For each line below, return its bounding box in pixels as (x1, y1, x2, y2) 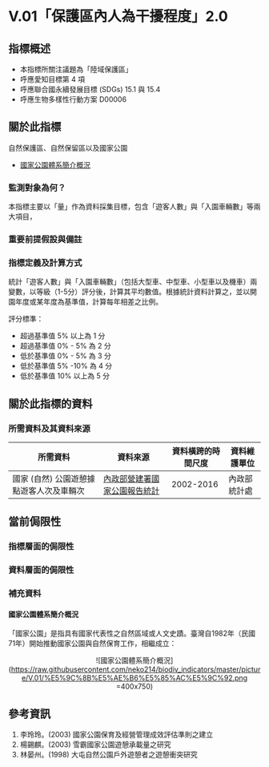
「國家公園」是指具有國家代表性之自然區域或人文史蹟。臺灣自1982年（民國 (8, 628, 256, 638)
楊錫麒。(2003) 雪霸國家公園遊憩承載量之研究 (19, 740, 171, 749)
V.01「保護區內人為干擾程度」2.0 (8, 7, 228, 26)
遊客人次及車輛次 (20, 486, 86, 497)
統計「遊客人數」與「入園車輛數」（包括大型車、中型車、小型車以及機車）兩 (8, 277, 258, 287)
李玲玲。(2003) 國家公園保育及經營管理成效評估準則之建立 (19, 730, 214, 740)
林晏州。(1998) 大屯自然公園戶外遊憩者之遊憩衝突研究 (19, 750, 198, 760)
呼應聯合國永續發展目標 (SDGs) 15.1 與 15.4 (19, 85, 161, 94)
